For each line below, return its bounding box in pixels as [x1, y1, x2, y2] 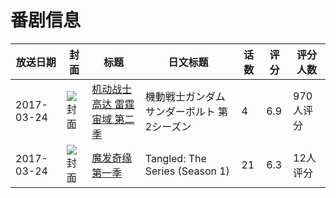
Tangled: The [144, 151, 207, 165]
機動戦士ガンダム [144, 89, 226, 103]
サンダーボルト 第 [144, 104, 229, 118]
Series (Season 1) [144, 164, 230, 178]
